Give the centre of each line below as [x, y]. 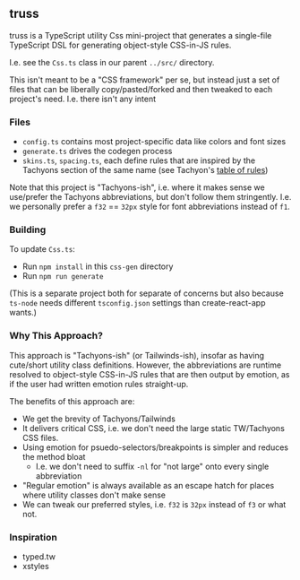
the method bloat [54, 456]
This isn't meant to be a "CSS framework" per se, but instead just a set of [145, 80]
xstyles [35, 566]
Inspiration [34, 537]
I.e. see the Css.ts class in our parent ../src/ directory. [112, 62]
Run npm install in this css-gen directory [98, 266]
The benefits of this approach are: [72, 401]
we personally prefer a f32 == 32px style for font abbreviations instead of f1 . [150, 207]
